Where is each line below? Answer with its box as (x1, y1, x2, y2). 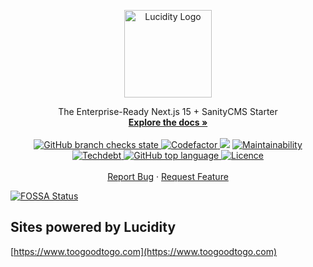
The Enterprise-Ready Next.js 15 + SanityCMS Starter (58, 106, 278, 117)
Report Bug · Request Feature (107, 171, 229, 182)
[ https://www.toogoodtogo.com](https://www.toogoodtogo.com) (10, 245, 278, 257)
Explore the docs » (128, 116, 208, 128)
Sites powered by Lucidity (10, 219, 177, 236)
